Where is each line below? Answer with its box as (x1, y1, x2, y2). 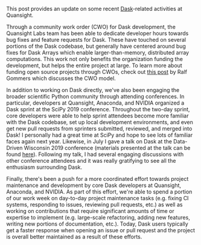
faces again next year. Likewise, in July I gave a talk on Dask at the (6, 138, 172, 145)
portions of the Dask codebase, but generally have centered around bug (6, 42, 186, 50)
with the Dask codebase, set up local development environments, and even (6, 119, 193, 126)
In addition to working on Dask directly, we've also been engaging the (6, 87, 180, 93)
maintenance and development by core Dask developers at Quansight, (6, 181, 182, 189)
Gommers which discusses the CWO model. (6, 75, 116, 82)
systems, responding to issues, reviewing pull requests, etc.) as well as (6, 201, 183, 208)
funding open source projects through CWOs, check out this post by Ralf (6, 68, 187, 75)
